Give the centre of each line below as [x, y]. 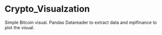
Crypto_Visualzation [47, 9]
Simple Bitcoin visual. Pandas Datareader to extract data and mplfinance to [81, 22]
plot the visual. [20, 27]
